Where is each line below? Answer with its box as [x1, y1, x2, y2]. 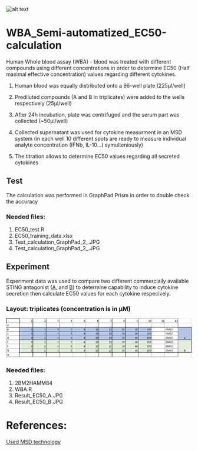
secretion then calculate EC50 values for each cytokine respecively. [6, 290, 171, 297]
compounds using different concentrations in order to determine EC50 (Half [6, 64, 190, 71]
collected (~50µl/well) [14, 117, 68, 124]
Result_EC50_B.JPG [14, 398, 64, 406]
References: [6, 419, 67, 432]
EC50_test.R [14, 226, 44, 233]
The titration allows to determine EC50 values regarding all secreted [14, 152, 180, 160]
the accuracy [6, 198, 38, 205]
